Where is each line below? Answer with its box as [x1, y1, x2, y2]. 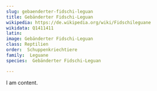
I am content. [6, 79, 38, 86]
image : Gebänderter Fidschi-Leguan [6, 36, 93, 42]
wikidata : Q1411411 [6, 25, 54, 31]
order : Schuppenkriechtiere [6, 47, 78, 53]
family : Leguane [6, 52, 49, 58]
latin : [6, 31, 22, 36]
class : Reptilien [6, 42, 49, 48]
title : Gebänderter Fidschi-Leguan [6, 14, 93, 20]
